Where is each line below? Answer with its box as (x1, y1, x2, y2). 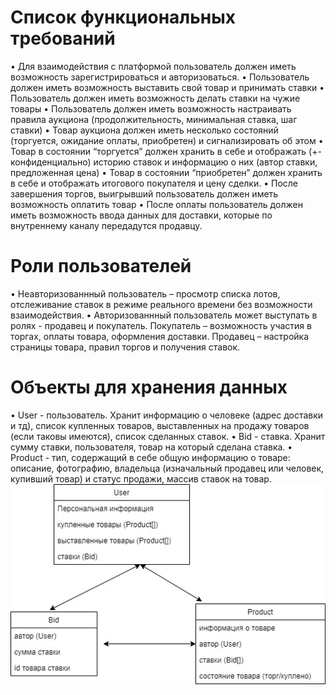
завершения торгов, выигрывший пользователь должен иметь (10, 187, 279, 200)
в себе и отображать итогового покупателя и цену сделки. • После (10, 177, 299, 189)
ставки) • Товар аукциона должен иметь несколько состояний (10, 124, 279, 136)
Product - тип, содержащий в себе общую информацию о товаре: (10, 451, 291, 463)
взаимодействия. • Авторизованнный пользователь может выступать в (10, 309, 318, 321)
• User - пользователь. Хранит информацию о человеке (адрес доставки (10, 409, 324, 421)
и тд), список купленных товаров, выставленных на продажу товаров (10, 419, 310, 431)
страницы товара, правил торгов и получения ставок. (10, 341, 241, 353)
